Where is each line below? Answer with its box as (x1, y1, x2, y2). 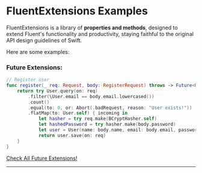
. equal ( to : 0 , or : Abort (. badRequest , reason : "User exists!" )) (28, 105, 192, 111)
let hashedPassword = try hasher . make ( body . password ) (38, 122, 176, 128)
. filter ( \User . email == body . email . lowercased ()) (28, 93, 155, 99)
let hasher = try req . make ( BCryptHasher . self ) (38, 116, 158, 122)
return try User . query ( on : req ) (17, 88, 98, 94)
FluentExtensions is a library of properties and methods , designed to (6, 24, 179, 31)
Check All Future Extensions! (6, 154, 78, 162)
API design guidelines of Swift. (6, 37, 82, 44)
